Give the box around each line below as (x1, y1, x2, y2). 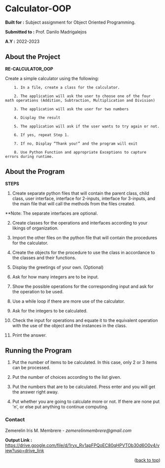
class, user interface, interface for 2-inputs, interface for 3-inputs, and (12, 195, 156, 201)
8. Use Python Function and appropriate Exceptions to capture (14, 150, 147, 155)
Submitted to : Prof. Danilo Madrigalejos (5, 29, 87, 35)
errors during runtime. (5, 154, 54, 159)
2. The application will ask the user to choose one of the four (14, 93, 151, 99)
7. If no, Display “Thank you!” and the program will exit (14, 141, 138, 146)
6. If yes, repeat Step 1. (14, 132, 69, 137)
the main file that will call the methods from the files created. (12, 200, 135, 206)
